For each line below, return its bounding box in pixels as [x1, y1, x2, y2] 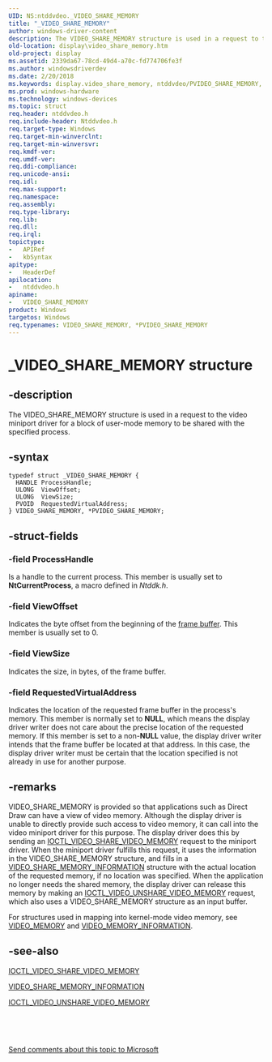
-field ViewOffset [8, 601, 79, 612]
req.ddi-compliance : [8, 163, 79, 171]
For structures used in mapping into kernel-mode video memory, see [8, 912, 238, 922]
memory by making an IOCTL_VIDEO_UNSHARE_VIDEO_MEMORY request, [8, 888, 256, 897]
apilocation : [8, 276, 53, 284]
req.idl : [8, 178, 38, 186]
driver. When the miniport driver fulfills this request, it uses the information [8, 845, 257, 854]
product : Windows [8, 306, 67, 314]
